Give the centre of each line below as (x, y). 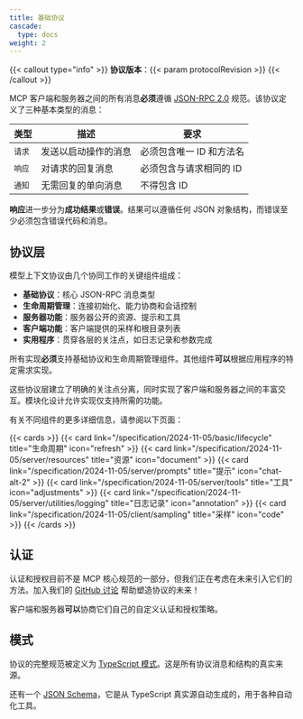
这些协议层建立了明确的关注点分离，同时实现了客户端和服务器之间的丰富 (143, 390)
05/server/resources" (50, 460)
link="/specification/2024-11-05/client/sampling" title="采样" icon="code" (147, 514)
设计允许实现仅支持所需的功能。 (108, 401)
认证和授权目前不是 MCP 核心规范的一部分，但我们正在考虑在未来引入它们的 (151, 578)
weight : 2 (28, 43)
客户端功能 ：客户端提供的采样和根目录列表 (101, 328)
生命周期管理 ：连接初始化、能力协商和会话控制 (109, 306)
